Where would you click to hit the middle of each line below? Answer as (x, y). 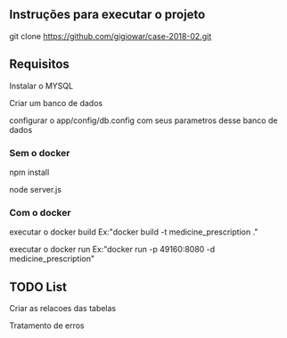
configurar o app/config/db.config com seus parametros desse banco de (143, 120)
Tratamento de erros (47, 326)
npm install (29, 172)
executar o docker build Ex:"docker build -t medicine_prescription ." (134, 232)
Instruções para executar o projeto (107, 15)
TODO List (38, 287)
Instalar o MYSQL (41, 86)
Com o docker (40, 212)
